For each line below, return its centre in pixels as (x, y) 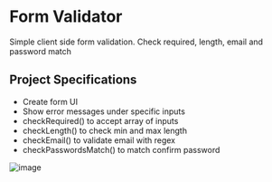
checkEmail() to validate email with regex (99, 140)
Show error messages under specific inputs (103, 111)
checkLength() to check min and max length (105, 130)
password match (41, 51)
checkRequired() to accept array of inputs (100, 120)
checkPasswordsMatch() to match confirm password (121, 149)
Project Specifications (73, 80)
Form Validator (66, 17)
